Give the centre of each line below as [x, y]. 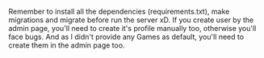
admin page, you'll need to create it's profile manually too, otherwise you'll [132, 28]
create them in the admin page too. [67, 45]
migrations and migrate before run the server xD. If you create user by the [131, 20]
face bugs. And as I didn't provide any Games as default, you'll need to [126, 37]
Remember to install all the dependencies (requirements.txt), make [119, 12]
